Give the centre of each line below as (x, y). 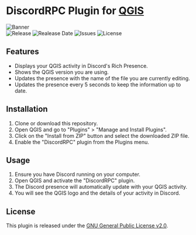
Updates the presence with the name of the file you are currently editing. (102, 78)
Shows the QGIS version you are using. (62, 72)
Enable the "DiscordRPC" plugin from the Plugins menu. (82, 142)
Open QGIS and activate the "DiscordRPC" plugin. (75, 180)
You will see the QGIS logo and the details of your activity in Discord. (97, 193)
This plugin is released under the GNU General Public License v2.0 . (87, 226)
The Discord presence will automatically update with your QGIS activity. (101, 187)
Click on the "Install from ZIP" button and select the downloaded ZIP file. (102, 135)
